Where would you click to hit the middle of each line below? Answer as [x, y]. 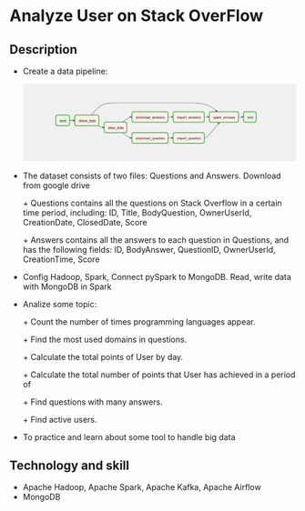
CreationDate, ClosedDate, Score [85, 222]
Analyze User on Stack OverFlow [137, 16]
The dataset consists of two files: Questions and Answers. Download [152, 175]
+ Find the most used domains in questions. [105, 339]
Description [43, 50]
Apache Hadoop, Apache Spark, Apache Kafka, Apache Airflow [142, 487]
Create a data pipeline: [65, 71]
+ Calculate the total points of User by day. [103, 356]
